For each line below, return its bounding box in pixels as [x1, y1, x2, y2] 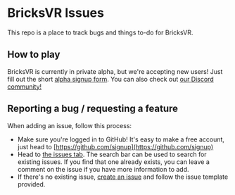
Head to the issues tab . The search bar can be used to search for [17, 150, 207, 158]
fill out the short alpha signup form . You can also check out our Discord [7, 75, 214, 83]
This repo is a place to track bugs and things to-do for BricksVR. [7, 28, 193, 37]
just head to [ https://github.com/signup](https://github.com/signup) [17, 142, 214, 151]
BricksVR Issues [7, 5, 104, 21]
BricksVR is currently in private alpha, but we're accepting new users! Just [7, 67, 223, 75]
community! [7, 82, 42, 91]
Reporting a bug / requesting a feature [7, 103, 178, 115]
